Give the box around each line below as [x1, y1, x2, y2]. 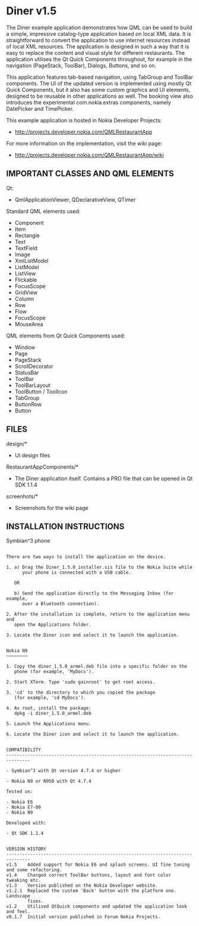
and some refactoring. [6, 867, 62, 873]
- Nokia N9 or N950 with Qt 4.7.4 [6, 778, 92, 785]
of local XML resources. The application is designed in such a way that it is [6, 43, 189, 50]
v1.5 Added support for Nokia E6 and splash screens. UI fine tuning [6, 862, 190, 868]
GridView [14, 289, 38, 296]
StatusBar [14, 368, 39, 376]
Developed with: [6, 820, 46, 826]
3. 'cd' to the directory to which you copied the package [6, 690, 156, 696]
